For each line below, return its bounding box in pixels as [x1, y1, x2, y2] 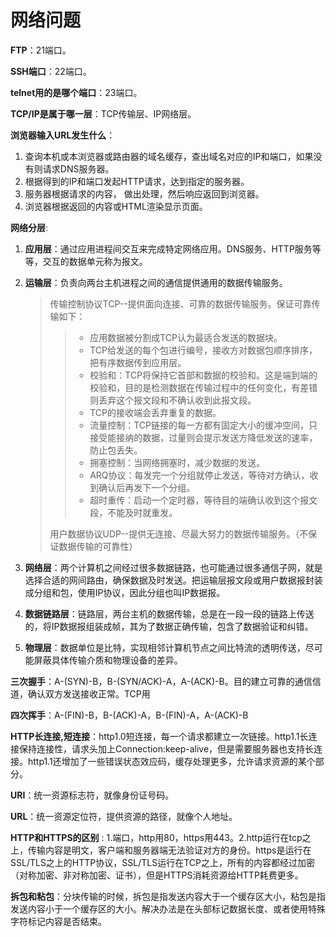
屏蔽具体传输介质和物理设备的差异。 [33, 654, 183, 666]
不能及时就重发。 [107, 506, 178, 518]
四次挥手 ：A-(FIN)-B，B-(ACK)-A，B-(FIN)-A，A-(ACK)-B [10, 709, 249, 721]
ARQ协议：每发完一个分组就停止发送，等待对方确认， [89, 469, 310, 481]
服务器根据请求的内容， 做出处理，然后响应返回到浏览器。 [24, 187, 265, 200]
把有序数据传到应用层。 [89, 356, 187, 368]
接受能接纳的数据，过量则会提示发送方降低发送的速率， [89, 431, 318, 443]
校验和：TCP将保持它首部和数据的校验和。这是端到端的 [89, 369, 318, 381]
